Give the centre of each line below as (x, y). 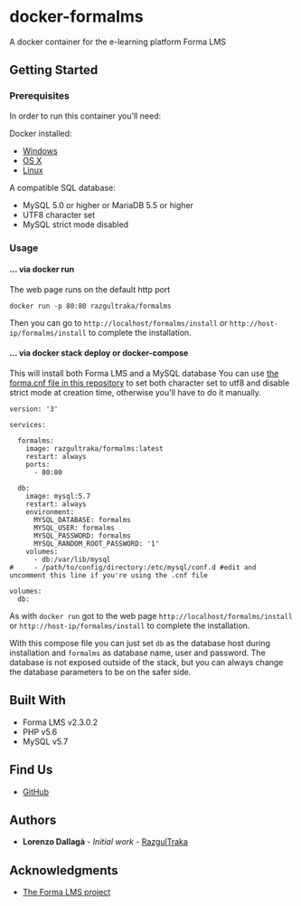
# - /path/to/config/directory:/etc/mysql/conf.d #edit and (133, 567)
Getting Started (54, 70)
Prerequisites (39, 96)
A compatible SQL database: (62, 187)
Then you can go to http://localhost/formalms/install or (118, 322)
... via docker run (42, 270)
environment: (50, 512)
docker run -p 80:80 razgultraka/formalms (90, 306)
